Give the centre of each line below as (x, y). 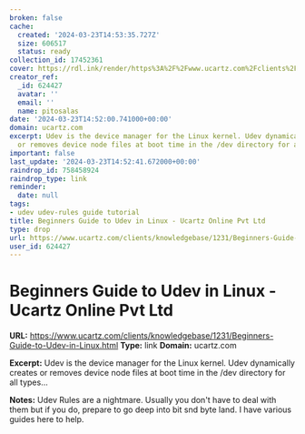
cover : (22, 69)
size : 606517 (42, 43)
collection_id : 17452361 (56, 60)
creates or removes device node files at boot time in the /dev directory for (148, 373)
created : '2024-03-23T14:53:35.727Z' (89, 35)
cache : (22, 26)
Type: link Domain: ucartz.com (179, 346)
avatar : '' (38, 94)
